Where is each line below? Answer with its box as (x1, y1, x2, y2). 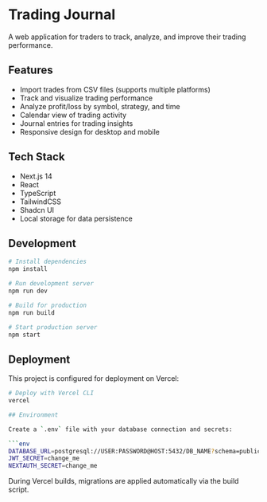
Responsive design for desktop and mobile (19, 127, 161, 136)
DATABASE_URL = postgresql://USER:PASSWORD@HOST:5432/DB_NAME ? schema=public (8, 447, 261, 455)
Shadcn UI (19, 205, 54, 214)
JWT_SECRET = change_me (8, 454, 80, 463)
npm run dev (8, 287, 48, 295)
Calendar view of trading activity (19, 110, 127, 120)
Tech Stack (8, 150, 65, 164)
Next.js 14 (19, 171, 53, 181)
